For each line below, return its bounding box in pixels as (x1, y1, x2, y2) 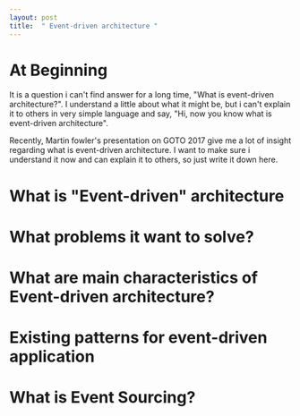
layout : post (9, 13, 58, 22)
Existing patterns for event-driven (9, 327, 268, 348)
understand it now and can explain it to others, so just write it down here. (9, 154, 279, 166)
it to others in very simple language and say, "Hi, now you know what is (9, 108, 272, 119)
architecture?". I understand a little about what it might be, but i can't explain (9, 99, 291, 110)
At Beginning (9, 60, 108, 81)
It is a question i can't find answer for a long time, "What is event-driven (9, 89, 275, 100)
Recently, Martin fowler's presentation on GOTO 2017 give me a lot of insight (9, 135, 292, 146)
